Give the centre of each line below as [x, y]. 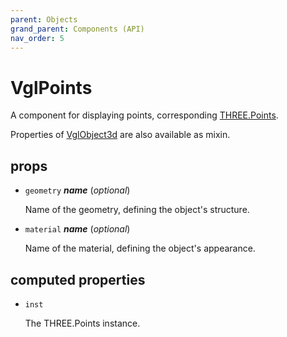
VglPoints [51, 87]
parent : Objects [44, 19]
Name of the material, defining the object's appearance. [140, 248]
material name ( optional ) [77, 229]
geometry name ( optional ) [77, 190]
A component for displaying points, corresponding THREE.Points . [144, 115]
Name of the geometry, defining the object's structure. [137, 210]
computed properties [78, 279]
